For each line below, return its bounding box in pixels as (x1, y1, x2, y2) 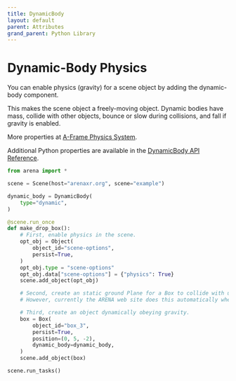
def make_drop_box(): (7, 225, 71, 232)
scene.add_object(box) (20, 355, 86, 362)
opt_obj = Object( (20, 238, 74, 246)
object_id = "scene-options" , (32, 245, 114, 252)
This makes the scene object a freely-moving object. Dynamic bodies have (7, 105, 223, 113)
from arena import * (7, 168, 68, 175)
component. (23, 91, 59, 99)
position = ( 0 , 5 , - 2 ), (32, 335, 96, 342)
